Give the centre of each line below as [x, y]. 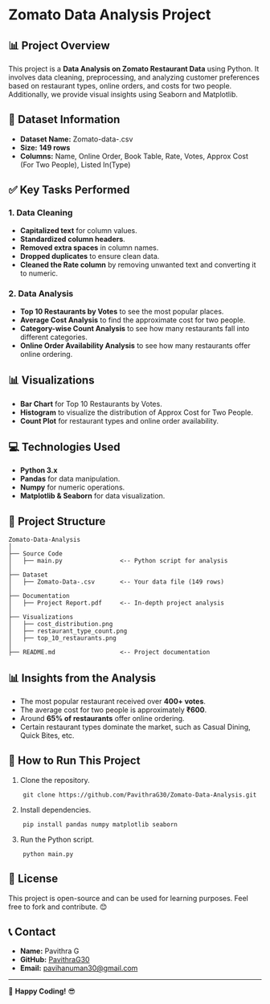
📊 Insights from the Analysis [82, 678]
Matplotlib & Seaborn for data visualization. [92, 496]
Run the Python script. [57, 839]
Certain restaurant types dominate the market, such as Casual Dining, [135, 727]
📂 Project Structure [57, 521]
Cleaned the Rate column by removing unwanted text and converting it [138, 264]
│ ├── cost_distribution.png [61, 625]
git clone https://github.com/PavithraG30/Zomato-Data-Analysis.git [140, 795]
